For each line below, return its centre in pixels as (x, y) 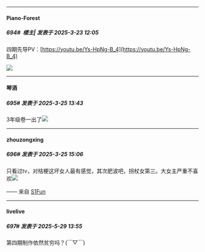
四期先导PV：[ (24, 49)
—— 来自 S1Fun (26, 191)
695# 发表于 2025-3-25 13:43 (45, 103)
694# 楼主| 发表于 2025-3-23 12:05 (52, 33)
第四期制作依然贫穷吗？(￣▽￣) (46, 243)
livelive (16, 212)
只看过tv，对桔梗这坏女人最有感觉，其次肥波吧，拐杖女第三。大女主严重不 (100, 171)
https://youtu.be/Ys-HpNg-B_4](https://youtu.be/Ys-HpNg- (116, 49)
